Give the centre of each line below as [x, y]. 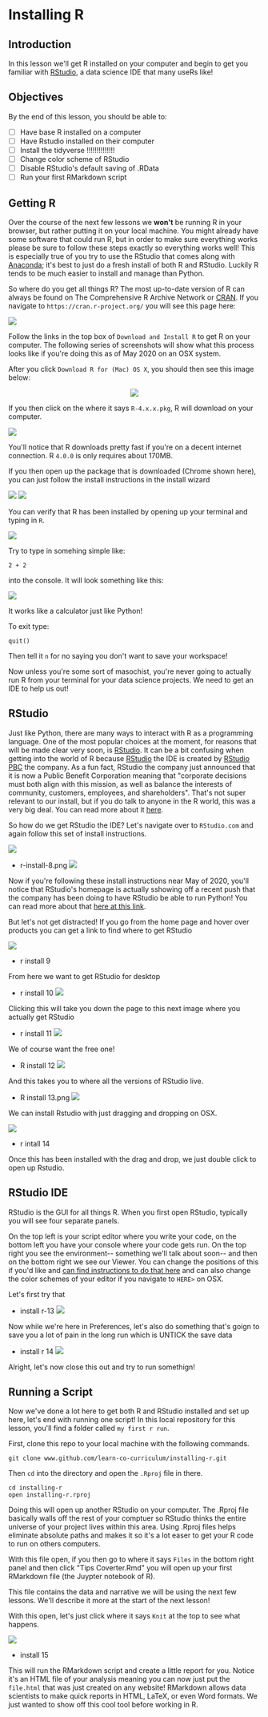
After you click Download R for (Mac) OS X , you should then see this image [131, 369]
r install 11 [36, 1033]
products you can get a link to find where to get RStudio [100, 930]
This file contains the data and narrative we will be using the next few [123, 1592]
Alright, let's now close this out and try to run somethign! [102, 1367]
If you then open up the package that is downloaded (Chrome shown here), [132, 471]
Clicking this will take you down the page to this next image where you [124, 1008]
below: [19, 377]
